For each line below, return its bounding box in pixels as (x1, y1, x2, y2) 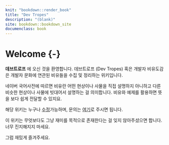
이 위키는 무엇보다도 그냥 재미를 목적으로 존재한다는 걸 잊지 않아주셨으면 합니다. (5, 118, 162, 124)
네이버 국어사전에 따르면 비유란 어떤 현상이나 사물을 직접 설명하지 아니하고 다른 (5, 83, 161, 89)
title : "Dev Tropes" (5, 12, 49, 17)
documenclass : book (5, 26, 47, 32)
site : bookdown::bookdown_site (5, 21, 72, 27)
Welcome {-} (5, 48, 61, 60)
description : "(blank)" (5, 17, 56, 22)
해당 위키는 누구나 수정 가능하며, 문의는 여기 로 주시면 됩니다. (5, 106, 123, 112)
